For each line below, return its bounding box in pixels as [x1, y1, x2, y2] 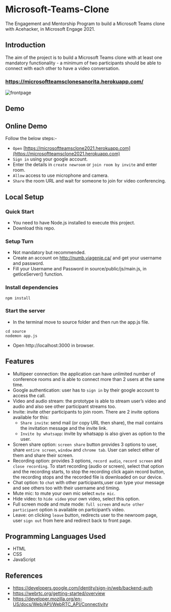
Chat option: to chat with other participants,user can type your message [12, 479, 164, 485]
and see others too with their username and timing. [12, 485, 120, 491]
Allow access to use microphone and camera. [12, 172, 109, 178]
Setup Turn [5, 238, 34, 245]
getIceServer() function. [12, 271, 64, 277]
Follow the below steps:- [5, 135, 57, 142]
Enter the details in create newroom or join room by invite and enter [12, 162, 157, 168]
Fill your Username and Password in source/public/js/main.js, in [12, 266, 147, 272]
